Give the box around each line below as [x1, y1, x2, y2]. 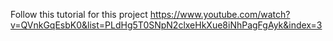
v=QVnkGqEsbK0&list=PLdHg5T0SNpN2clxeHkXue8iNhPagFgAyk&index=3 [10, 19, 323, 31]
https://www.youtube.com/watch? [149, 9, 291, 20]
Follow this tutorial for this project [10, 9, 148, 20]
